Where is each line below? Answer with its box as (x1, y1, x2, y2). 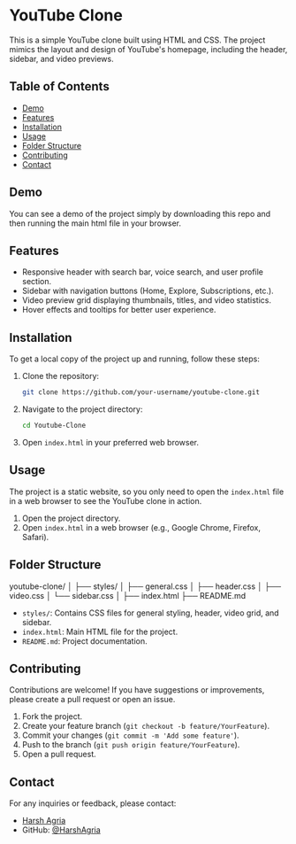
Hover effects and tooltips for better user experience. (21, 305, 216, 315)
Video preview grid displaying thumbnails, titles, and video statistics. (21, 295, 272, 306)
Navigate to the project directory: (21, 404, 143, 414)
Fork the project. (21, 711, 83, 722)
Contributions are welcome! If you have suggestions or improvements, (9, 685, 265, 695)
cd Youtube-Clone (21, 422, 87, 430)
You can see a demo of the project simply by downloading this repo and (9, 208, 271, 219)
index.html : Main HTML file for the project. (21, 626, 178, 637)
